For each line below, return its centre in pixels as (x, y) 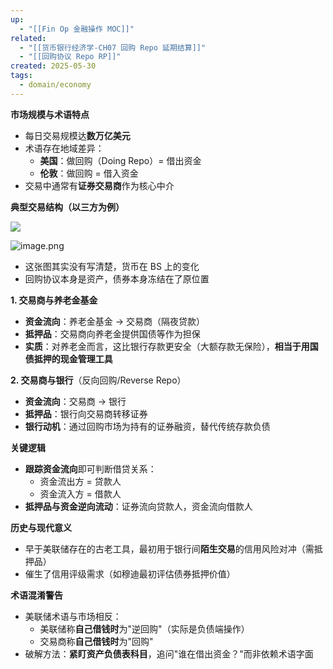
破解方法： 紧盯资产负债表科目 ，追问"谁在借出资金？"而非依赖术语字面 (169, 653)
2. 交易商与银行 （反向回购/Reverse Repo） (98, 380)
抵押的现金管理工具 (73, 358)
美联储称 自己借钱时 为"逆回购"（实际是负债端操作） (144, 628)
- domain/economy (55, 85)
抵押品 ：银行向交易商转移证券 (86, 413)
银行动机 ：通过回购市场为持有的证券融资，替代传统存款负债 (147, 426)
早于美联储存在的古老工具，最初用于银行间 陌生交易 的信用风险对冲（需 (169, 548)
